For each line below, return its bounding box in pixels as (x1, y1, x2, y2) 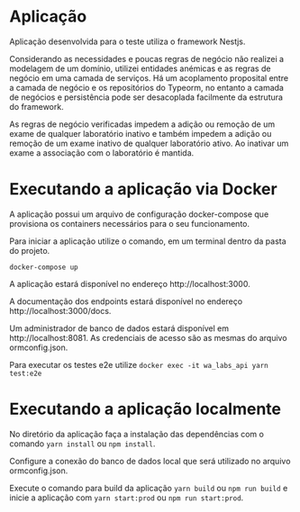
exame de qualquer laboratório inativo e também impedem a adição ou (9, 128, 272, 139)
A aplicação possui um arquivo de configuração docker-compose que (9, 209, 269, 220)
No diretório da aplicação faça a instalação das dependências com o (9, 428, 264, 439)
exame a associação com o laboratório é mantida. (9, 147, 195, 158)
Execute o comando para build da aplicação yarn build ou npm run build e (9, 482, 288, 493)
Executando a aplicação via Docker (9, 179, 277, 200)
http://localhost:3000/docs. (9, 305, 112, 316)
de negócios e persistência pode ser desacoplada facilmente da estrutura (9, 92, 284, 103)
